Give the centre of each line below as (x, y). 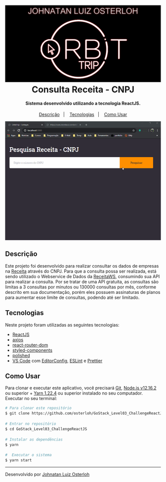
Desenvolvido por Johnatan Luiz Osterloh (47, 475)
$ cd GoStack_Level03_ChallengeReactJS (46, 429)
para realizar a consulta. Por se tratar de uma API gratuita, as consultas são (82, 281)
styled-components (32, 350)
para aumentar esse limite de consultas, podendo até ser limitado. (72, 297)
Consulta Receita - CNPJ (83, 89)
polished (21, 355)
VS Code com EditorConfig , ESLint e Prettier (57, 361)
